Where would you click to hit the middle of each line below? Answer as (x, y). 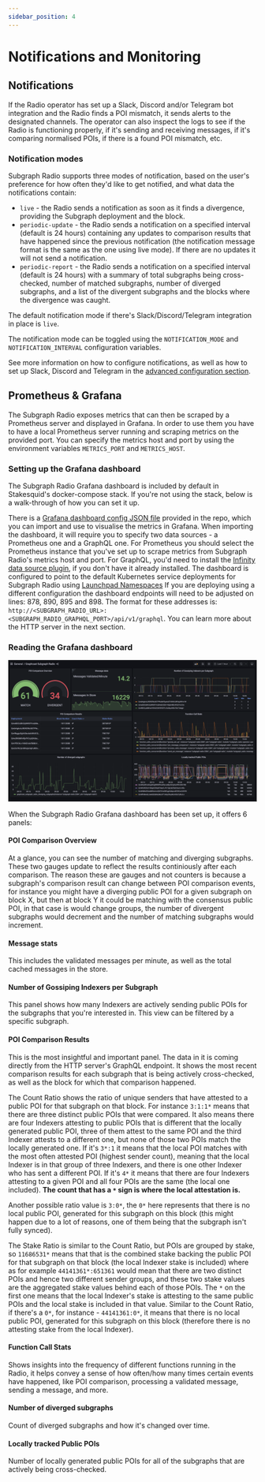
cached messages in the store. (58, 969)
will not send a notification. (63, 258)
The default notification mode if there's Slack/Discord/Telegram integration (130, 315)
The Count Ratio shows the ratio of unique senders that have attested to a (128, 1097)
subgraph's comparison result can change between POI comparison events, (132, 883)
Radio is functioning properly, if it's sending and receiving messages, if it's (129, 129)
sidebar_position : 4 (42, 17)
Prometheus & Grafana (65, 396)
